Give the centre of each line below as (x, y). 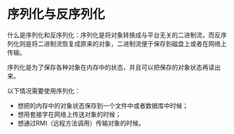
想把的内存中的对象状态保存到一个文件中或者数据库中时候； (103, 105)
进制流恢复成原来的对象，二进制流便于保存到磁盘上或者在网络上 (135, 43)
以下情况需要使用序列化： (44, 91)
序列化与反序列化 (56, 14)
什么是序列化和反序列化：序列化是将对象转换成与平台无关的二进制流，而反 (114, 35)
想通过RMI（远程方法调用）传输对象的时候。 (81, 123)
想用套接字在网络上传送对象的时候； (69, 114)
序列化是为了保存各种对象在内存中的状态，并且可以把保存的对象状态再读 (111, 67)
